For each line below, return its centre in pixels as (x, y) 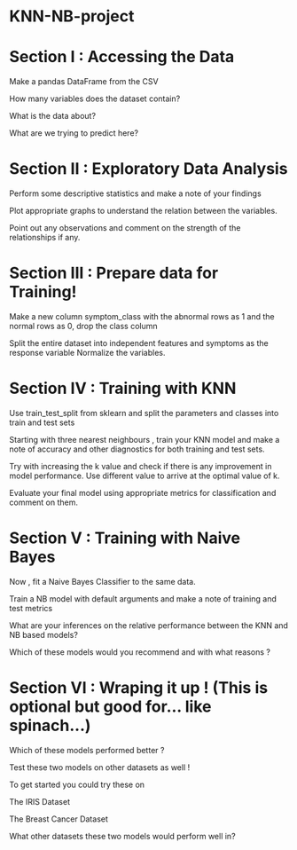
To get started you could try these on (77, 784)
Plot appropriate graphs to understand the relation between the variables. (143, 211)
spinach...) (50, 726)
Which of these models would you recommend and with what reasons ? (140, 652)
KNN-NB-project (72, 16)
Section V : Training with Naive (125, 538)
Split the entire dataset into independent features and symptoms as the (139, 343)
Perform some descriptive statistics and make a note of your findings (135, 193)
